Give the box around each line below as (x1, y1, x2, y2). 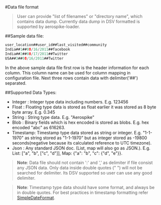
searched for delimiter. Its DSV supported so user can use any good (16, 170, 152, 176)
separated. (5, 80, 27, 86)
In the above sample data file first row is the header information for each (5, 65, 149, 71)
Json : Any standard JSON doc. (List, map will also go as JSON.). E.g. (12, 145, 151, 151)
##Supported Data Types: (5, 89, 57, 95)
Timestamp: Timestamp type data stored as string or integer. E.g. (12, 130, 142, 135)
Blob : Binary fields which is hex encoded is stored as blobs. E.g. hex (12, 119, 149, 125)
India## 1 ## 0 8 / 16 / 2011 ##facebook (5, 47, 70, 52)
